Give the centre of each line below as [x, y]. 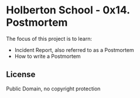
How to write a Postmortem [47, 56]
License [21, 74]
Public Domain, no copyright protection [53, 89]
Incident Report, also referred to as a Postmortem [74, 50]
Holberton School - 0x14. [68, 10]
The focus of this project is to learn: [49, 38]
